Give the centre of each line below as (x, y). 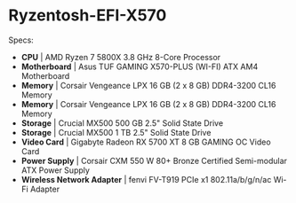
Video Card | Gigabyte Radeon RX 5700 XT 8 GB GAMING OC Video (146, 142)
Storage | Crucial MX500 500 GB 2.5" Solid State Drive (122, 123)
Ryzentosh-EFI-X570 (88, 16)
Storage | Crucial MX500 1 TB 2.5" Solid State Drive (116, 132)
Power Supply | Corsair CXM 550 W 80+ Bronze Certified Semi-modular (154, 160)
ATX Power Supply (56, 170)
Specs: (21, 40)
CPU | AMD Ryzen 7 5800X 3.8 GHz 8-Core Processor (121, 57)
